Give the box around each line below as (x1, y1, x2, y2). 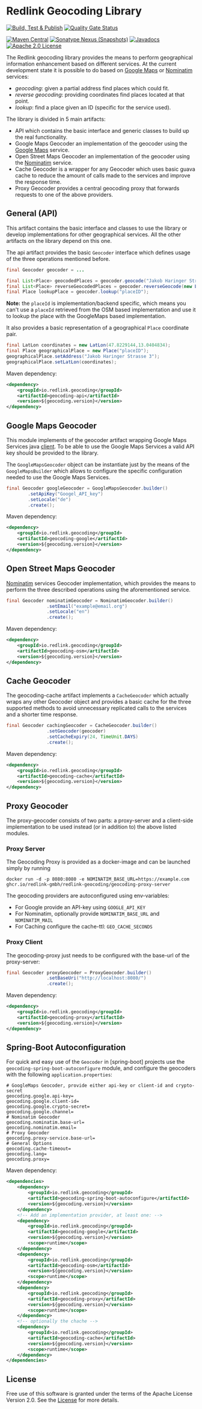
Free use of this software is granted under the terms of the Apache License (6, 1390, 193, 1398)
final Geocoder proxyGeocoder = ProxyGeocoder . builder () (6, 969, 152, 975)
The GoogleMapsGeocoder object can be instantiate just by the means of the (6, 461, 190, 468)
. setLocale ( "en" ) (46, 609, 90, 615)
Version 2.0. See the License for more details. (6, 1396, 119, 1404)
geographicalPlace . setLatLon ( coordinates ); (6, 359, 117, 365)
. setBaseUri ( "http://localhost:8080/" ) (46, 975, 147, 981)
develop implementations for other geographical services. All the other (6, 230, 182, 238)
